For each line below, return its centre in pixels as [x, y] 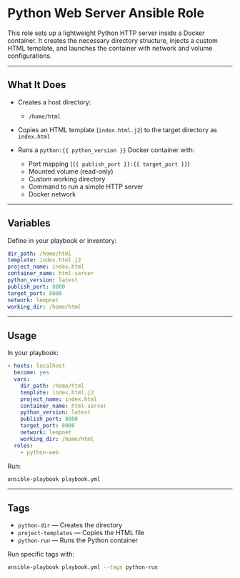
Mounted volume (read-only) [71, 171]
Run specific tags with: [41, 554]
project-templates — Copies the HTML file [81, 533]
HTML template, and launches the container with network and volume [110, 48]
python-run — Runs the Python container [77, 540]
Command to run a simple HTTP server [86, 186]
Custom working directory [67, 179]
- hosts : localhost [36, 366]
